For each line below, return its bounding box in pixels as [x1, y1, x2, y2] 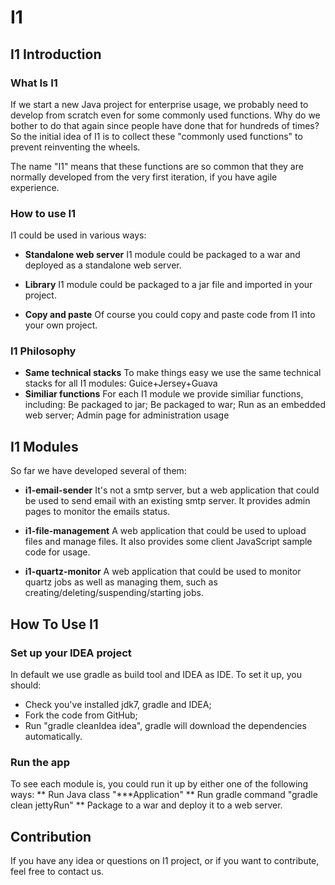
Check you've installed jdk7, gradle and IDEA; [24, 698, 212, 710]
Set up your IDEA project [10, 646, 132, 660]
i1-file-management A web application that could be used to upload [24, 525, 307, 537]
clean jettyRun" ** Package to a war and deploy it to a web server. [10, 799, 283, 811]
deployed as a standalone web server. [24, 259, 182, 271]
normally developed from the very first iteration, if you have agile [10, 171, 278, 183]
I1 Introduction [10, 46, 102, 63]
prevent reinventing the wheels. [10, 141, 141, 153]
